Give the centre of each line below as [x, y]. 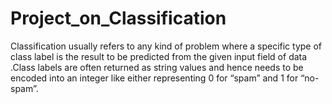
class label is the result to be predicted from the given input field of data [159, 56]
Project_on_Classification [118, 18]
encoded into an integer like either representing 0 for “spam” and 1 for [154, 78]
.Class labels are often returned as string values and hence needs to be [157, 67]
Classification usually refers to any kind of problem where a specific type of [166, 46]
